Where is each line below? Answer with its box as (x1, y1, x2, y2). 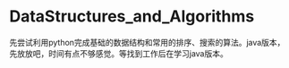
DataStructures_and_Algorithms (9, 6, 255, 27)
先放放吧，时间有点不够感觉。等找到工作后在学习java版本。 (9, 47, 228, 59)
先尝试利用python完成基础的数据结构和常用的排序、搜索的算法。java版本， (9, 37, 285, 47)
